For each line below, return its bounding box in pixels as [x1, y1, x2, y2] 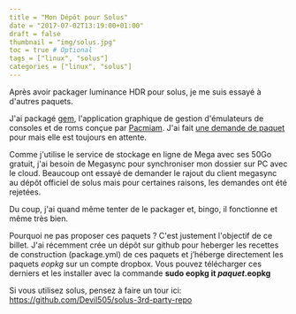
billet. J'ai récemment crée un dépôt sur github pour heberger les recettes [9, 240, 279, 250]
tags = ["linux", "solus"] [9, 54, 109, 63]
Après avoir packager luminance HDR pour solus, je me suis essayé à [9, 86, 262, 97]
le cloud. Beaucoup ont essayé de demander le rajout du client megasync [9, 167, 277, 178]
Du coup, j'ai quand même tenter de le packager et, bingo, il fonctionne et [9, 203, 278, 214]
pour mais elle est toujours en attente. [9, 132, 148, 142]
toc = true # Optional [9, 46, 93, 55]
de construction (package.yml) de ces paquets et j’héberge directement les [9, 249, 285, 259]
